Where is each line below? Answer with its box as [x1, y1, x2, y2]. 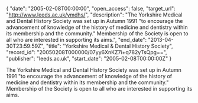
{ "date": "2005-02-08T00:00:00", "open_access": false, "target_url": [6, 5, 176, 12]
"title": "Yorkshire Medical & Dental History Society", [46, 42, 173, 49]
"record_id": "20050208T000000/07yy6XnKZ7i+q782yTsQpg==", [6, 49, 167, 55]
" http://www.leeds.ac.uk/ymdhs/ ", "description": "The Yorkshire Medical [6, 11, 183, 18]
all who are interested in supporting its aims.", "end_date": [6, 36, 147, 43]
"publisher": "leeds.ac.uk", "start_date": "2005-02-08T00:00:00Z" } [6, 55, 172, 62]
